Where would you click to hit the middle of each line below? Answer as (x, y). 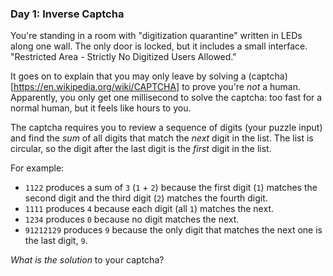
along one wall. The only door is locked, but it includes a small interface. (159, 46)
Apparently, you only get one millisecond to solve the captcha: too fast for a (166, 98)
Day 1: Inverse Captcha (67, 14)
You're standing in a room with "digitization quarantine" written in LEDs (156, 36)
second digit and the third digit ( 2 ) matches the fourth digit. (146, 198)
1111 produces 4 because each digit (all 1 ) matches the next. (149, 209)
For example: (37, 168)
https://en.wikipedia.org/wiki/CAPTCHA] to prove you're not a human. (157, 87)
